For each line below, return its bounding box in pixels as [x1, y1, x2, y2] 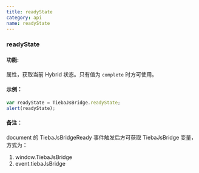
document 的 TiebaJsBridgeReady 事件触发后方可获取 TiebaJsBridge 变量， [6, 134, 197, 141]
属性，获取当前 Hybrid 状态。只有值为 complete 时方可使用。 [6, 70, 158, 78]
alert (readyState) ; [6, 105, 56, 111]
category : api [6, 15, 42, 21]
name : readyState [6, 20, 50, 26]
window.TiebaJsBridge [15, 153, 73, 161]
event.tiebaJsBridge [15, 160, 66, 167]
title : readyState [6, 8, 53, 15]
